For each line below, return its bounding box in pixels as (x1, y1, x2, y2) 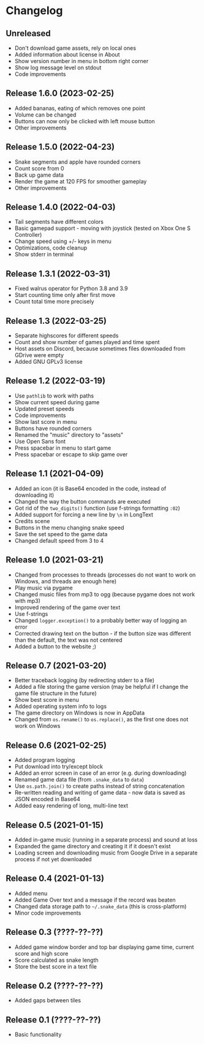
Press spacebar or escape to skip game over (14, 450, 128, 458)
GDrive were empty (14, 351, 64, 359)
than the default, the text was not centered (14, 636, 123, 643)
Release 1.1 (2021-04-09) (6, 469, 104, 479)
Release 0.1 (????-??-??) (6, 1015, 102, 1025)
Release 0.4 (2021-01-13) (6, 873, 105, 884)
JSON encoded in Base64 (14, 796, 80, 803)
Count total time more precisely (14, 298, 94, 305)
